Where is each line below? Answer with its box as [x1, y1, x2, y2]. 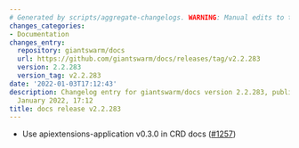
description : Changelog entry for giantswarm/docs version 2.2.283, [9, 87, 269, 96]
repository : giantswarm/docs [17, 46, 125, 55]
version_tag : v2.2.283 [17, 71, 101, 80]
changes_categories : [9, 21, 86, 30]
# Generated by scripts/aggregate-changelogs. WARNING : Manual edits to [9, 12, 285, 22]
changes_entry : [9, 37, 66, 47]
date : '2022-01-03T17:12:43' [9, 79, 117, 88]
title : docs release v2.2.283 [9, 104, 122, 113]
